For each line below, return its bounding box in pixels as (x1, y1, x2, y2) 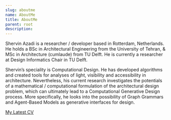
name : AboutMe (5, 12, 36, 17)
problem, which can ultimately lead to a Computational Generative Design (5, 88, 160, 94)
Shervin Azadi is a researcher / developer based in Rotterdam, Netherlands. (5, 40, 164, 46)
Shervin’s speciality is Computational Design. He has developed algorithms (5, 67, 163, 73)
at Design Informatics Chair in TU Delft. (5, 57, 88, 63)
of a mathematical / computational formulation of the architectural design (5, 83, 159, 89)
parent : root (5, 21, 33, 27)
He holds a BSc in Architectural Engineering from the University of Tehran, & (5, 46, 166, 52)
